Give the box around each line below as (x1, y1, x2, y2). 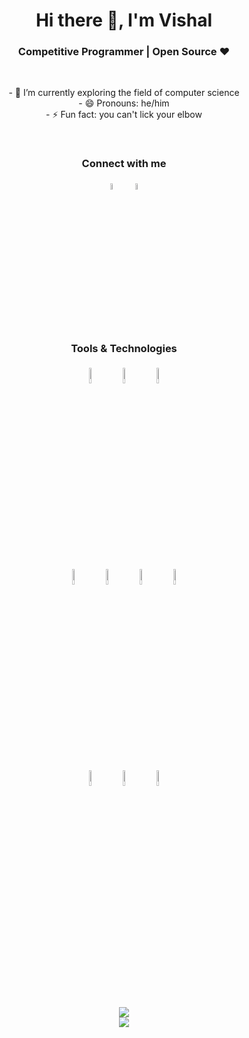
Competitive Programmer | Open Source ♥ (17, 45, 231, 59)
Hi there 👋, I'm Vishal (35, 9, 213, 32)
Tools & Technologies (70, 341, 178, 355)
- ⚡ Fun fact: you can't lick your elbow (45, 109, 203, 121)
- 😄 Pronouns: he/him (78, 97, 170, 109)
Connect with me (81, 157, 167, 171)
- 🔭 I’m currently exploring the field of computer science (8, 87, 240, 99)
